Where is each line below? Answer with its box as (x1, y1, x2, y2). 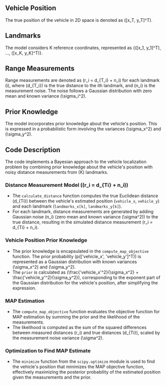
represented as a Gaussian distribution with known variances (12, 259, 137, 265)
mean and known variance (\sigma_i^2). (5, 93, 87, 99)
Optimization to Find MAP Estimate (5, 347, 91, 354)
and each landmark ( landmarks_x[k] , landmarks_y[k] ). (12, 203, 122, 210)
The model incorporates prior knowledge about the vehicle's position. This (5, 121, 158, 127)
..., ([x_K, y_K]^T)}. (5, 50, 43, 56)
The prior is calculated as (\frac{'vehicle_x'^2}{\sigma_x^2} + (12, 269, 139, 275)
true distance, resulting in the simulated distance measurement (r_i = (12, 219, 153, 225)
